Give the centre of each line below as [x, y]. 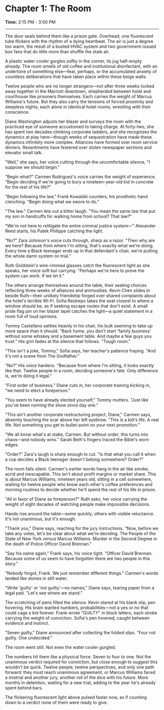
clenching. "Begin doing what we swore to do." [52, 202]
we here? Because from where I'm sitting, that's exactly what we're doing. [80, 245]
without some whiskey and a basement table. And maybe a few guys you [79, 336]
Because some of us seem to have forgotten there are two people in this [78, 558]
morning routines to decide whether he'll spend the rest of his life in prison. [81, 489]
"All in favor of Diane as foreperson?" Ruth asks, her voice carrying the [76, 499]
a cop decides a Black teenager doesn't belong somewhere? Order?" [74, 459]
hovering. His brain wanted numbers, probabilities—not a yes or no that [77, 608]
